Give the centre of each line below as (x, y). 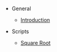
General (21, 9)
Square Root (36, 43)
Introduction (35, 20)
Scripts (20, 31)
